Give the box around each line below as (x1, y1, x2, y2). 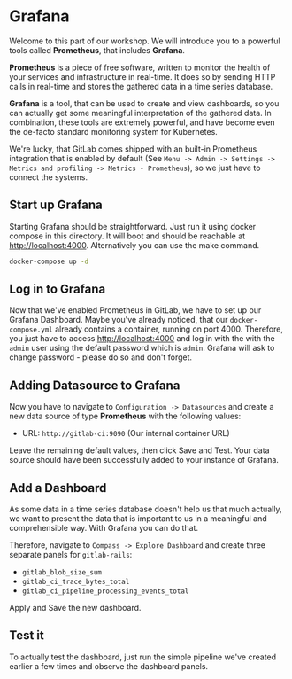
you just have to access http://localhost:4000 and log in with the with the (9, 333, 276, 344)
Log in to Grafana (9, 282, 106, 297)
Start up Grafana (9, 198, 104, 213)
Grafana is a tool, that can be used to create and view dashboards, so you (9, 98, 280, 108)
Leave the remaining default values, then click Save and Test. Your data (9, 445, 270, 456)
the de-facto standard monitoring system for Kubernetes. (9, 126, 219, 137)
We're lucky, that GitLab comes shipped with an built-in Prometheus (9, 144, 257, 154)
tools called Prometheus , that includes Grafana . (9, 44, 186, 55)
